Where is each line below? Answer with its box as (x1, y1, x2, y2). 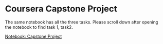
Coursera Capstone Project (5, 3, 118, 14)
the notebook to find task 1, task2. (5, 24, 73, 30)
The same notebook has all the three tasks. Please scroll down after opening (5, 19, 159, 25)
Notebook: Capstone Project (5, 33, 62, 39)
